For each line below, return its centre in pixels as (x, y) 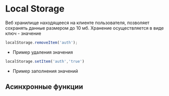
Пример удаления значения (43, 52)
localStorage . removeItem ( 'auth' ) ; (42, 42)
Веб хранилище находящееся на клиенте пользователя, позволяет (77, 23)
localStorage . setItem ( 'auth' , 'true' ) (45, 61)
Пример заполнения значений (45, 71)
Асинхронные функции (44, 87)
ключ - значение (23, 33)
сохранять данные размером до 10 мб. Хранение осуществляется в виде (84, 28)
